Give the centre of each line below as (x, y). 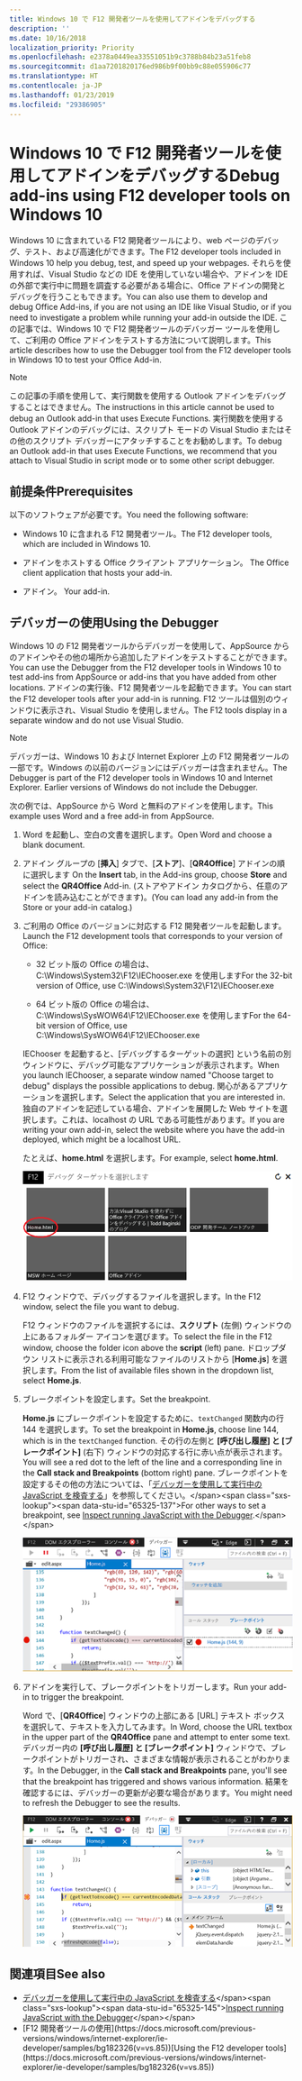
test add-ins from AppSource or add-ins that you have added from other (143, 677)
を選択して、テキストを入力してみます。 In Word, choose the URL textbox (157, 1727)
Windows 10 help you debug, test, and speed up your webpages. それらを (146, 263)
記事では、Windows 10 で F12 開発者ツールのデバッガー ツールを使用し (148, 329)
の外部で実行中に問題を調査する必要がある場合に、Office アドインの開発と (147, 286)
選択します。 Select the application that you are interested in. (173, 1097)
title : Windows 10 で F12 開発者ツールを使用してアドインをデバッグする (133, 19)
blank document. (53, 845)
